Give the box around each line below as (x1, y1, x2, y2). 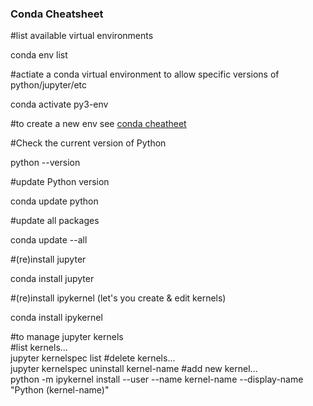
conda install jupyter (10, 273, 95, 285)
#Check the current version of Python (10, 137, 167, 149)
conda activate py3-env (10, 98, 109, 111)
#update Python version (10, 176, 110, 188)
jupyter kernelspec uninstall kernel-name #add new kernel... (10, 363, 258, 375)
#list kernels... (10, 342, 68, 354)
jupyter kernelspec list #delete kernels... (10, 352, 176, 364)
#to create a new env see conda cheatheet (10, 118, 187, 130)
